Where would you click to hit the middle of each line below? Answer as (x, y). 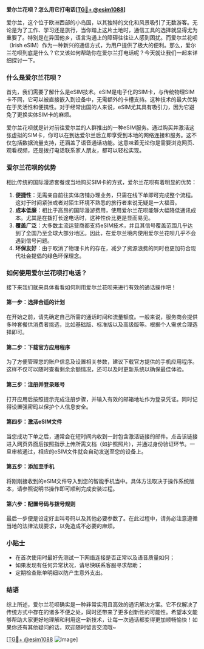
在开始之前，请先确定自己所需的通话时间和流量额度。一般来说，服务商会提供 (102, 317)
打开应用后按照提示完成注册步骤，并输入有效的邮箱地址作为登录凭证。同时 (99, 399)
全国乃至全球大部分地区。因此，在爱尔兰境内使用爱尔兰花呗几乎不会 (111, 233)
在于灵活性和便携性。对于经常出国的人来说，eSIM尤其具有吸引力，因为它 (98, 107)
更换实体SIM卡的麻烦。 (46, 115)
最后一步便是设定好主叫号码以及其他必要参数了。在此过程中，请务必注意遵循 (102, 518)
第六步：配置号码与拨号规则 (41, 504)
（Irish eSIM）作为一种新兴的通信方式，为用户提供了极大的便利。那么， (96, 45)
